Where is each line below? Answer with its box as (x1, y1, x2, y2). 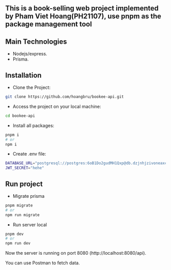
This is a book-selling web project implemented (5, 4, 159, 13)
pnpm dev (5, 231, 24, 236)
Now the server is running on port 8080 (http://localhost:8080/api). (5, 250, 147, 256)
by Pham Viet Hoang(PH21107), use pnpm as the (5, 12, 161, 21)
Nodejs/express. (12, 51, 47, 57)
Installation (5, 71, 42, 79)
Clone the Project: (12, 84, 51, 91)
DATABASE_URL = (5, 161, 36, 166)
